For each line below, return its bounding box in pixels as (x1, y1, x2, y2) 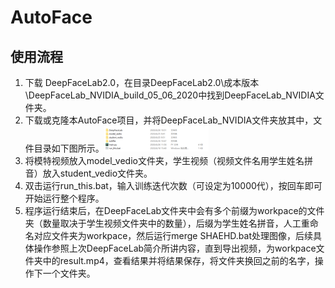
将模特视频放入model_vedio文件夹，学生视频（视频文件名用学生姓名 (24, 155, 305, 166)
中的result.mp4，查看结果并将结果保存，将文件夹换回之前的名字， (42, 255, 315, 266)
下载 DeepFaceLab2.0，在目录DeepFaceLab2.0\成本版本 (24, 77, 260, 88)
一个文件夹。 (42, 267, 96, 279)
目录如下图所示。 (33, 142, 105, 154)
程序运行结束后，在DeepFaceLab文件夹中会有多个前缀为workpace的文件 (24, 205, 325, 216)
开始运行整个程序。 (24, 192, 105, 204)
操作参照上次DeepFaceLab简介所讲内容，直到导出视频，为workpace (33, 242, 317, 254)
